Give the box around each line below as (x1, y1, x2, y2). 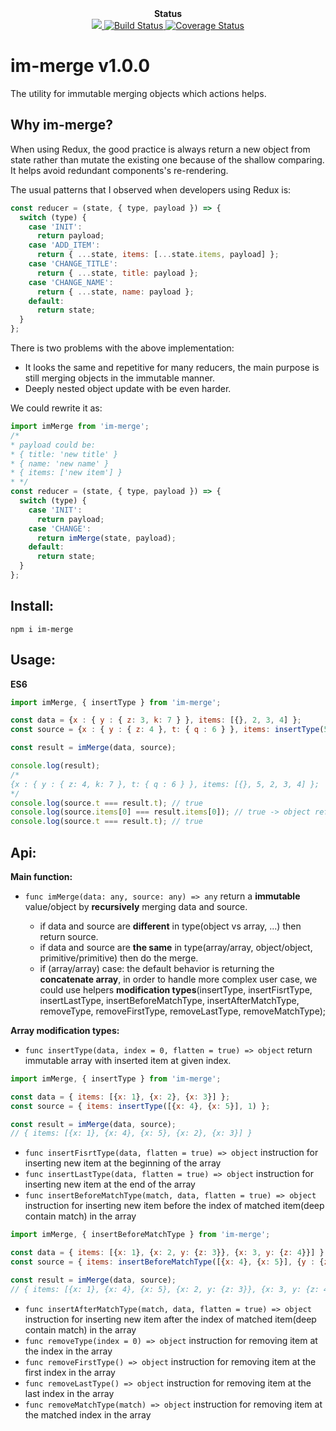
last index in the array (24, 1387, 115, 1399)
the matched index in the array (24, 1408, 152, 1421)
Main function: (10, 870, 73, 882)
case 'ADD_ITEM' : (28, 240, 101, 251)
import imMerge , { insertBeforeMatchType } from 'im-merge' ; (10, 1230, 271, 1240)
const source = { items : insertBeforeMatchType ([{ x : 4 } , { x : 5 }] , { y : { (10, 1257, 325, 1267)
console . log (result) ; (10, 761, 101, 771)
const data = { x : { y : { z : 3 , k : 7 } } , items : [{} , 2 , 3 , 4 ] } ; (10, 715, 302, 726)
